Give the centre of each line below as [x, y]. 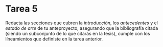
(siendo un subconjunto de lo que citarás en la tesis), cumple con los [78, 33]
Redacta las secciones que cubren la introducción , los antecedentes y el [82, 23]
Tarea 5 [21, 9]
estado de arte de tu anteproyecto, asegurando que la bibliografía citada [82, 28]
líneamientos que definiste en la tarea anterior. [54, 39]
